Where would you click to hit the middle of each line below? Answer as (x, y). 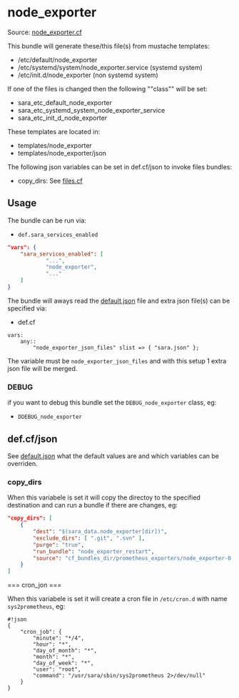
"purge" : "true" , (59, 545)
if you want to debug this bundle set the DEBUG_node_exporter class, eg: (112, 403)
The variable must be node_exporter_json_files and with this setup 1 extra (117, 360)
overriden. (22, 463)
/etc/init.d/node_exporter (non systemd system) (88, 75)
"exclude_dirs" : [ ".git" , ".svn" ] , (89, 538)
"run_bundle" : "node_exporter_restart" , (94, 551)
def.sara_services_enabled (58, 235)
